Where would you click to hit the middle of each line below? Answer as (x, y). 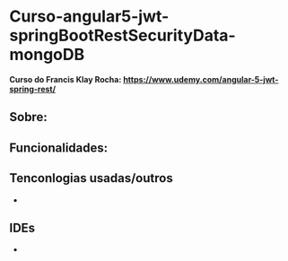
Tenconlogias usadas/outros (91, 178)
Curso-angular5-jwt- (89, 17)
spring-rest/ (33, 89)
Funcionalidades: (59, 148)
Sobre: (28, 117)
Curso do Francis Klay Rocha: (65, 79)
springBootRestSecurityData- (122, 35)
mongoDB (47, 55)
